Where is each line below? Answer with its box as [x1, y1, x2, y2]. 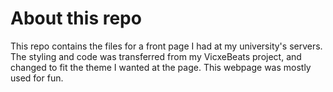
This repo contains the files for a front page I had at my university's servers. [10, 40, 323, 52]
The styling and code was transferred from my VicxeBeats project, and [10, 50, 302, 62]
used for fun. [10, 72, 64, 84]
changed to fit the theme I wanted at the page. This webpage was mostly [10, 61, 312, 73]
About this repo [10, 7, 142, 30]
